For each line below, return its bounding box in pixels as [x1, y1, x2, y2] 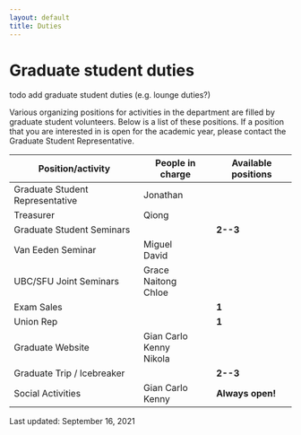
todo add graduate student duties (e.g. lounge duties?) [9, 90, 211, 100]
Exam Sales [13, 301, 63, 314]
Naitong [142, 275, 177, 288]
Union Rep [13, 316, 58, 328]
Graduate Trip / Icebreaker [13, 367, 125, 379]
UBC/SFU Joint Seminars [13, 275, 119, 288]
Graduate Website [13, 342, 90, 354]
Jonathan [142, 189, 184, 202]
